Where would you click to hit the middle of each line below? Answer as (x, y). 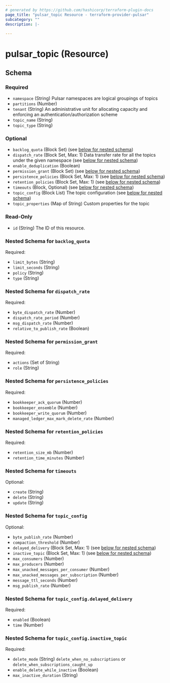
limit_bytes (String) (34, 262)
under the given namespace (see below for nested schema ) (75, 160)
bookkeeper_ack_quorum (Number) (47, 402)
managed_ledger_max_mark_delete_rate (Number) (63, 418)
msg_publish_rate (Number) (42, 585)
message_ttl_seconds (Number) (45, 580)
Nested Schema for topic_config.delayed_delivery (69, 599)
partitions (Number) (35, 104)
